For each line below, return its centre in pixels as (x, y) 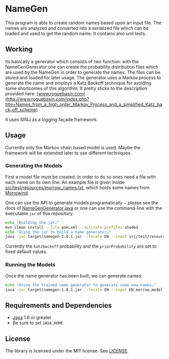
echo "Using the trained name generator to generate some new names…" (81, 285)
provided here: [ (22, 93)
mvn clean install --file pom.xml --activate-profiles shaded (72, 227)
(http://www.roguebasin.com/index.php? (47, 99)
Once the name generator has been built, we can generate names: (74, 276)
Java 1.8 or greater (32, 318)
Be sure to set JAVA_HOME (38, 323)
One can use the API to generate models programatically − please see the (82, 203)
